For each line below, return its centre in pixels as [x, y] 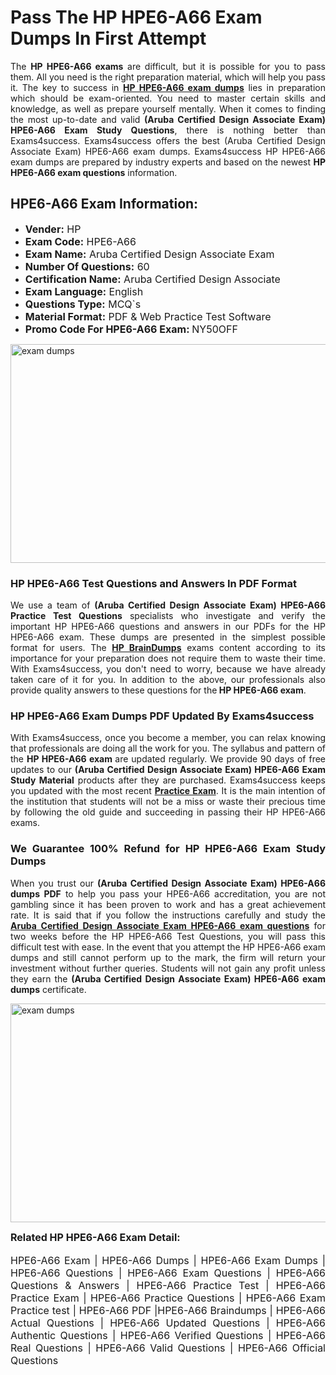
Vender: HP [53, 229]
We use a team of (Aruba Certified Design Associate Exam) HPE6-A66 [168, 605]
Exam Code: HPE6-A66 [80, 241]
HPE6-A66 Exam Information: [104, 204]
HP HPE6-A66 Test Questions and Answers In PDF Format [153, 583]
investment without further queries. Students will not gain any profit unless [168, 968]
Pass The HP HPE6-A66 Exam [136, 17]
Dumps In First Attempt [108, 38]
